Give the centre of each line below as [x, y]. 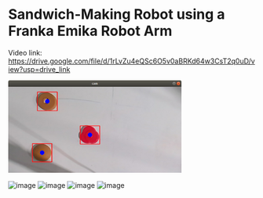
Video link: [25, 52]
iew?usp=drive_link [39, 69]
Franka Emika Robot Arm [90, 31]
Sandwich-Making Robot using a [117, 14]
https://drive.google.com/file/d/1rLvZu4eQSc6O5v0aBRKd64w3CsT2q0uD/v [131, 61]
